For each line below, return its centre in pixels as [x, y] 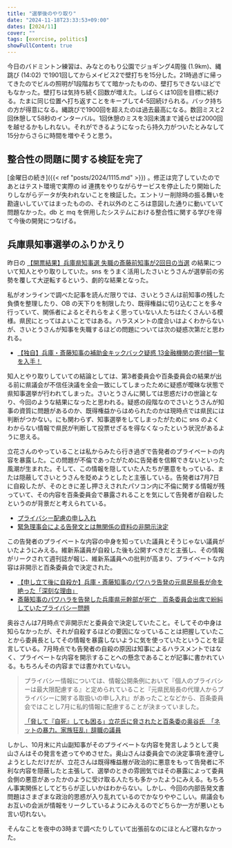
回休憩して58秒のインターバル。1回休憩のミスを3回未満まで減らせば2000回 [115, 118]
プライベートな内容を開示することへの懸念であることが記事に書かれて [119, 657]
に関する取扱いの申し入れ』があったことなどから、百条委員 [139, 698]
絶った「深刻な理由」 [47, 590]
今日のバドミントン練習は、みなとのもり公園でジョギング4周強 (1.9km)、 [111, 66]
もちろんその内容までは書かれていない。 [77, 666]
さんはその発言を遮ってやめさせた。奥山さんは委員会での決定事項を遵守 [116, 753]
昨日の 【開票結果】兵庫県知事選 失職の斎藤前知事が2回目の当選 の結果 [108, 262]
